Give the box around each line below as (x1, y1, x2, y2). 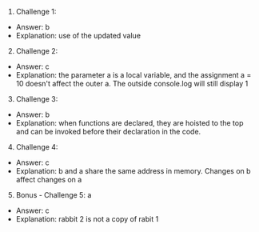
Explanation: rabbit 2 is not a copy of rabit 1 (15, 214, 159, 223)
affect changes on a (15, 175, 82, 184)
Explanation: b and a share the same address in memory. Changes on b (15, 166, 251, 175)
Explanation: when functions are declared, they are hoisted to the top (15, 118, 244, 127)
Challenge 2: (15, 46, 58, 55)
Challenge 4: (15, 142, 58, 151)
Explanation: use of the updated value (15, 31, 141, 40)
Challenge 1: (15, 7, 57, 16)
